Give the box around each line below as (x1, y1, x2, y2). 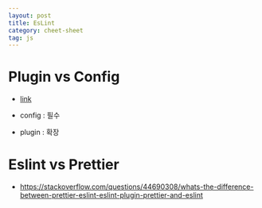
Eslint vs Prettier (8, 156, 119, 174)
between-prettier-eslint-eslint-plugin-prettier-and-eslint (19, 191, 203, 200)
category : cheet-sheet (8, 26, 84, 34)
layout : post (8, 11, 52, 20)
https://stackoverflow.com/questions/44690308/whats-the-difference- (19, 182, 254, 191)
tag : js (8, 33, 34, 42)
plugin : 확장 (19, 128, 60, 137)
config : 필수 (19, 110, 61, 120)
